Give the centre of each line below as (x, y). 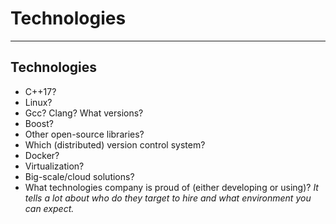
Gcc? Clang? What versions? (84, 113)
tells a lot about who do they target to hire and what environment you (168, 198)
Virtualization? (54, 166)
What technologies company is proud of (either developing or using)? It (171, 187)
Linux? (38, 102)
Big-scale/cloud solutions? (79, 176)
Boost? (39, 123)
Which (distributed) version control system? (115, 144)
